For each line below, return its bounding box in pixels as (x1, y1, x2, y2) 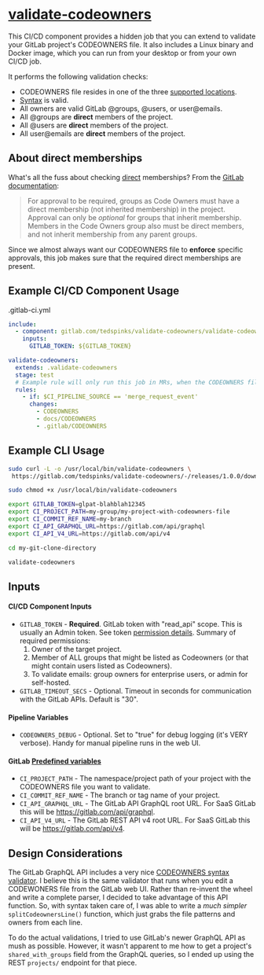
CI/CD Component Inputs (8, 602, 92, 611)
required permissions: (19, 635, 91, 646)
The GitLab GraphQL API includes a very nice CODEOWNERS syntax (8, 867, 229, 877)
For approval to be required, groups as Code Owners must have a (27, 196, 240, 205)
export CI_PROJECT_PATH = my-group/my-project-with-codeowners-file (8, 508, 230, 516)
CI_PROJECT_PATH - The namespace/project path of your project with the (19, 774, 251, 783)
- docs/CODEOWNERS (36, 415, 97, 423)
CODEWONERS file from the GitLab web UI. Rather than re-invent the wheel (8, 885, 253, 894)
